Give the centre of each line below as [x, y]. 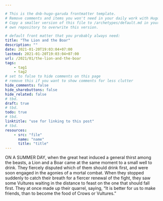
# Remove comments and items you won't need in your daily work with [77, 18]
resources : [16, 130]
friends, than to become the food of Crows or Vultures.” [61, 193]
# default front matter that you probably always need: [63, 36]
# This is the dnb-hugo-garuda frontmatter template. [61, 14]
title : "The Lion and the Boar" [38, 41]
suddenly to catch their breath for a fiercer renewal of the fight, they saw [78, 178]
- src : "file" [28, 135]
